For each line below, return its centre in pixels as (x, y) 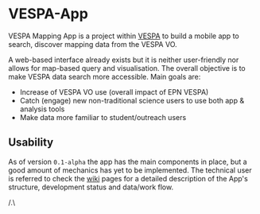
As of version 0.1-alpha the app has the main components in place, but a (128, 161)
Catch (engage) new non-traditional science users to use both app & (132, 100)
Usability (31, 143)
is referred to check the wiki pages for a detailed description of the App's (128, 178)
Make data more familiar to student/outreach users (103, 117)
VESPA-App (49, 14)
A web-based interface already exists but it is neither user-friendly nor (124, 60)
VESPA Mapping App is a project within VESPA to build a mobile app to (124, 36)
